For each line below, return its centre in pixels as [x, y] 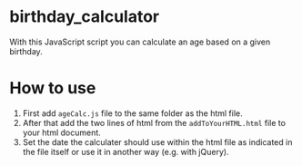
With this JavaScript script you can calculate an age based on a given [140, 42]
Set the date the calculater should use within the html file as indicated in [157, 142]
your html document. [62, 132]
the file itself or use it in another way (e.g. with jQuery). [126, 151]
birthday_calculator [85, 17]
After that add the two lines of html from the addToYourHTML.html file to [154, 122]
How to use [53, 88]
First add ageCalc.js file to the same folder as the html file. [132, 113]
